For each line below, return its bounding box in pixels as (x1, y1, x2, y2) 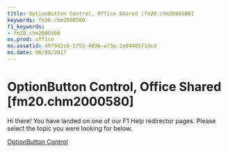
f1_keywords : (7, 23, 45, 30)
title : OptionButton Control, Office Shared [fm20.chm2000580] (7, 10, 195, 17)
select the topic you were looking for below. (7, 124, 133, 132)
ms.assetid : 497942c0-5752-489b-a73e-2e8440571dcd (7, 42, 157, 49)
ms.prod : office (7, 36, 54, 43)
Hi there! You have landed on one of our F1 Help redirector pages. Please (7, 116, 216, 125)
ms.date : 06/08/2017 (7, 49, 67, 56)
